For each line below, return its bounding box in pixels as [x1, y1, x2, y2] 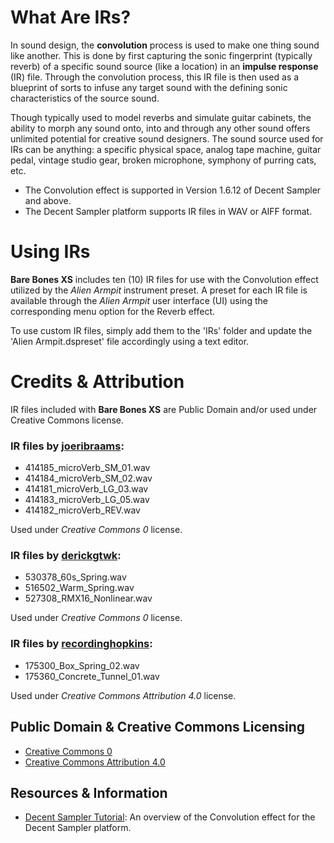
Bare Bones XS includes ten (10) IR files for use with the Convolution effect [10, 273, 319, 285]
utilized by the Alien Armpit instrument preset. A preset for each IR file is [10, 284, 308, 296]
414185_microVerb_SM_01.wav [24, 462, 151, 474]
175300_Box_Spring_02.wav [24, 659, 140, 671]
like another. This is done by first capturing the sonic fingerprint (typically [10, 49, 313, 61]
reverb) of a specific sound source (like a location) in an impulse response [10, 60, 319, 72]
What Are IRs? [10, 6, 132, 29]
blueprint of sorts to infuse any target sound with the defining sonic [10, 81, 288, 93]
